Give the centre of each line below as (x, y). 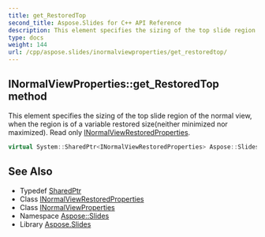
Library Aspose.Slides (55, 224)
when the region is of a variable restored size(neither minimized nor (118, 124)
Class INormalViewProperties (67, 207)
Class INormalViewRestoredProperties (82, 199)
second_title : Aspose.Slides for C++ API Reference (95, 23)
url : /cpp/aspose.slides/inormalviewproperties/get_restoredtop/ (118, 52)
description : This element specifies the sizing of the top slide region (132, 30)
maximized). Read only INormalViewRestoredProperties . (99, 132)
